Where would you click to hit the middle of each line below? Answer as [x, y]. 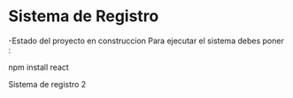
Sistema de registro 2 [47, 84]
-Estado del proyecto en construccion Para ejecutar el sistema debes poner [146, 41]
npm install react [39, 67]
